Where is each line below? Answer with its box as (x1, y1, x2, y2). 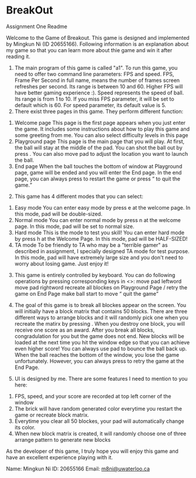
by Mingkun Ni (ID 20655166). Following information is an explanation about (6, 40, 189, 47)
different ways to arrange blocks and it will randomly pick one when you (14, 314, 188, 321)
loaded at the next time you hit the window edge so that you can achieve (14, 339, 190, 346)
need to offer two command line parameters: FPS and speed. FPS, (14, 70, 174, 77)
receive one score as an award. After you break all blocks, (14, 326, 155, 333)
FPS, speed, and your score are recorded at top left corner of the (14, 392, 171, 400)
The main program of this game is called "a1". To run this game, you (14, 64, 178, 71)
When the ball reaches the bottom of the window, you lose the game (14, 351, 180, 358)
